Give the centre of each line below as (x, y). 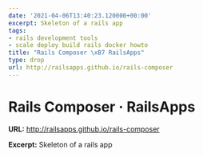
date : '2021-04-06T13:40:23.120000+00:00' (80, 16)
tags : (17, 30)
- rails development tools (53, 38)
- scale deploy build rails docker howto (78, 45)
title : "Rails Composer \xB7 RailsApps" (77, 53)
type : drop (26, 61)
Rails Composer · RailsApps (102, 106)
